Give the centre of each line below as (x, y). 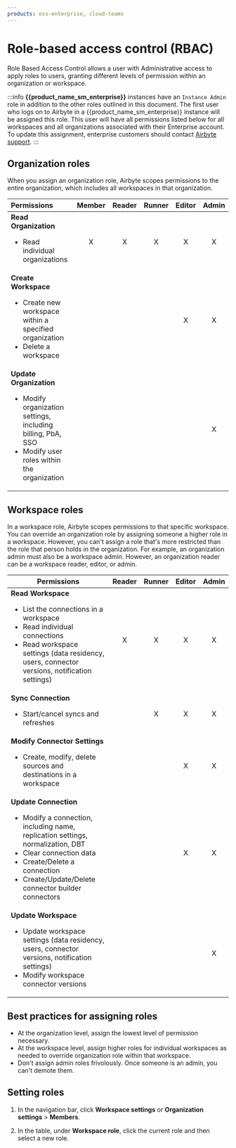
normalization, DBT (54, 844)
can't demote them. (46, 1070)
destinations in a (50, 775)
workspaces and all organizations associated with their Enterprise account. (116, 127)
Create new (42, 303)
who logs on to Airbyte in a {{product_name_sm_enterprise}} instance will (114, 112)
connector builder (52, 888)
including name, (49, 826)
